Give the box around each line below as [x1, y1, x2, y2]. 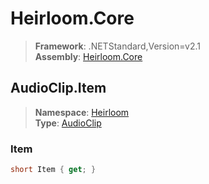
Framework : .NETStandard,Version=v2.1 [34, 40, 201, 52]
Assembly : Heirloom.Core [34, 50, 143, 62]
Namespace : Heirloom [34, 106, 130, 118]
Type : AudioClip [34, 117, 102, 129]
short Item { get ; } [10, 165, 97, 175]
